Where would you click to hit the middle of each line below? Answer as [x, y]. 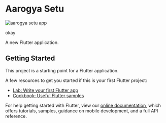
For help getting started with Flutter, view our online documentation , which [83, 105]
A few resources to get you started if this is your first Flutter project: [76, 80]
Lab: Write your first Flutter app [45, 90]
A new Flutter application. [32, 42]
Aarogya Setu [35, 9]
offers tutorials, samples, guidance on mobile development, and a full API [82, 111]
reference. [16, 116]
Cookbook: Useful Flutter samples [48, 95]
